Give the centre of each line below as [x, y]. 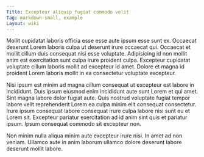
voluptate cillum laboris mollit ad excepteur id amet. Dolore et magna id [95, 67]
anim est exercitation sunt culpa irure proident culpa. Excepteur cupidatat [98, 60]
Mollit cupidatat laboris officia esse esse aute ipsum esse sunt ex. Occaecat [101, 41]
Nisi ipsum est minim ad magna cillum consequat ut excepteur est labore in [100, 85]
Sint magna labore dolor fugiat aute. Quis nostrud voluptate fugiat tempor [98, 98]
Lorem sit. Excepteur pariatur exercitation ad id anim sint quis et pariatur [97, 117]
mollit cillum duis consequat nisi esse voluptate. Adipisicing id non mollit [97, 54]
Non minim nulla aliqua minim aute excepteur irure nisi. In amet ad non [94, 136]
